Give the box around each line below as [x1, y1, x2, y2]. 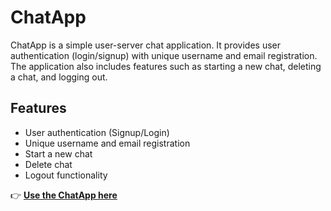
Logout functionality [24, 169, 108, 181]
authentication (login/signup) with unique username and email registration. [10, 49, 318, 61]
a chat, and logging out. [10, 71, 108, 83]
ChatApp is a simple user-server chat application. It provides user [10, 39, 281, 51]
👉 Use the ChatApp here [10, 189, 118, 201]
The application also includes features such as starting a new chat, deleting [10, 60, 322, 72]
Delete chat [24, 158, 73, 170]
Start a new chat [24, 147, 93, 160]
